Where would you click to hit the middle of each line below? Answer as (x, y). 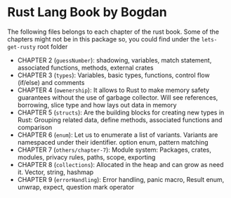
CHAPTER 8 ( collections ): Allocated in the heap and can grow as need (120, 164)
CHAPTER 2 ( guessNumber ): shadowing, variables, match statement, (114, 60)
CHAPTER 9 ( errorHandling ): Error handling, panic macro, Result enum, (121, 179)
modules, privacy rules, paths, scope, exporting (86, 157)
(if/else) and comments (51, 82)
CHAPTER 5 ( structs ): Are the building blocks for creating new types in (121, 112)
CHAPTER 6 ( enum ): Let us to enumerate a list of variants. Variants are (118, 135)
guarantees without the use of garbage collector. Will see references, (118, 97)
